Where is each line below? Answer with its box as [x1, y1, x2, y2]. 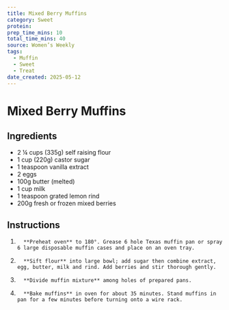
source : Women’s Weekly [7, 42, 75, 49]
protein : [7, 23, 32, 29]
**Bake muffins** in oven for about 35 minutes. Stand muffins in [23, 290, 217, 298]
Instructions [7, 219, 60, 231]
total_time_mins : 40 [7, 36, 66, 42]
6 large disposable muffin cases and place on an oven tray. [16, 244, 196, 252]
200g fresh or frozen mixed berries [16, 199, 116, 207]
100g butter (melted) [16, 177, 75, 185]
